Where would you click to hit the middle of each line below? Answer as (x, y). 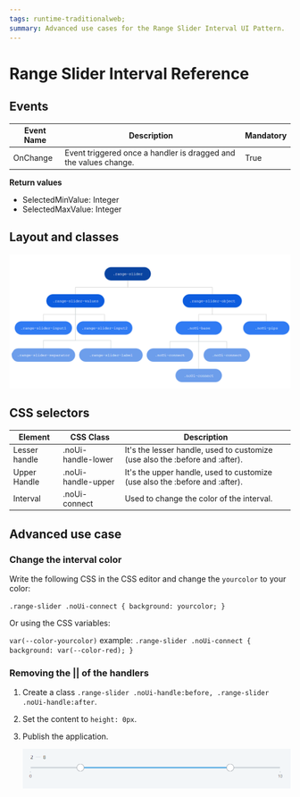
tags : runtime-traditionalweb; (67, 19)
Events (29, 107)
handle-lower (88, 459)
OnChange (33, 157)
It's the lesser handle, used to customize (199, 450)
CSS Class (90, 437)
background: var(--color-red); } (71, 650)
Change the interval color (66, 559)
